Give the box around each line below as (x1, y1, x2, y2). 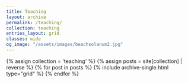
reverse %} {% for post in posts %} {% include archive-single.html (6, 64, 169, 71)
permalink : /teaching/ (6, 19, 62, 25)
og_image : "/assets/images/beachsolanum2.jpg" (6, 42, 123, 48)
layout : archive (6, 14, 46, 20)
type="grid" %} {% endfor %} (6, 70, 79, 77)
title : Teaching (6, 8, 46, 15)
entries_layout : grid (6, 31, 60, 36)
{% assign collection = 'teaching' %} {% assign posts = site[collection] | (6, 57, 183, 65)
